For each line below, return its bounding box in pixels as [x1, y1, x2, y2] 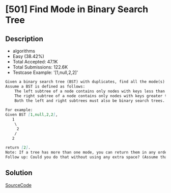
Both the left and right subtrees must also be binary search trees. [14, 98, 165, 103]
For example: [5, 107, 33, 112]
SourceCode [5, 182, 32, 188]
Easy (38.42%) [12, 53, 44, 59]
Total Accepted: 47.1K [12, 59, 58, 64]
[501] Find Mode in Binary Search [5, 4, 149, 15]
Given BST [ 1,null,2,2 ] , [5, 112, 58, 118]
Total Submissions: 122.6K [12, 64, 68, 70]
